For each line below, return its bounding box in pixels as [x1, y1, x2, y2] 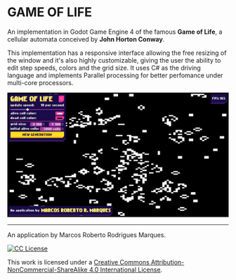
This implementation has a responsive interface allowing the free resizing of [7, 49, 227, 57]
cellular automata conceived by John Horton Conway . [7, 34, 165, 43]
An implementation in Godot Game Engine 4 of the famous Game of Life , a [7, 27, 223, 36]
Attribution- [150, 258, 185, 267]
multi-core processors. [7, 78, 74, 87]
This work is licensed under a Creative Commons [7, 258, 150, 267]
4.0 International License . [88, 265, 163, 274]
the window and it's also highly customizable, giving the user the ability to [7, 56, 221, 64]
